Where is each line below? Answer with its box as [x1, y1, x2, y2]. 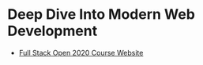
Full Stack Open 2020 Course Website [18, 48, 144, 57]
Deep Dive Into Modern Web [7, 5, 195, 23]
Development [7, 22, 98, 40]
